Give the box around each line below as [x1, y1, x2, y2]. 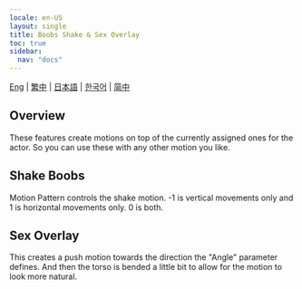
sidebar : [9, 47, 43, 56]
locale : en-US [9, 13, 63, 23]
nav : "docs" [17, 55, 63, 64]
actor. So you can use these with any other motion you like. [9, 141, 230, 152]
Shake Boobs [9, 169, 85, 184]
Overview [9, 108, 66, 123]
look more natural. [9, 271, 78, 282]
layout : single [9, 22, 67, 31]
